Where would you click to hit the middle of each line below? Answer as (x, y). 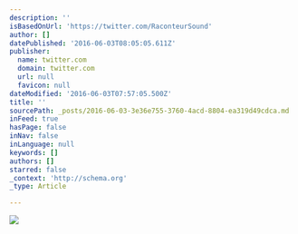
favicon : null (44, 85)
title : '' (28, 102)
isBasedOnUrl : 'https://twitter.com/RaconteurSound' (111, 26)
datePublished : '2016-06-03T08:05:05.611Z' (93, 43)
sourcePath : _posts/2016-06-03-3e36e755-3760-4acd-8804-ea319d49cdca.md (149, 111)
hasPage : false (38, 128)
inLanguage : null (42, 144)
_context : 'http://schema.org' (68, 178)
